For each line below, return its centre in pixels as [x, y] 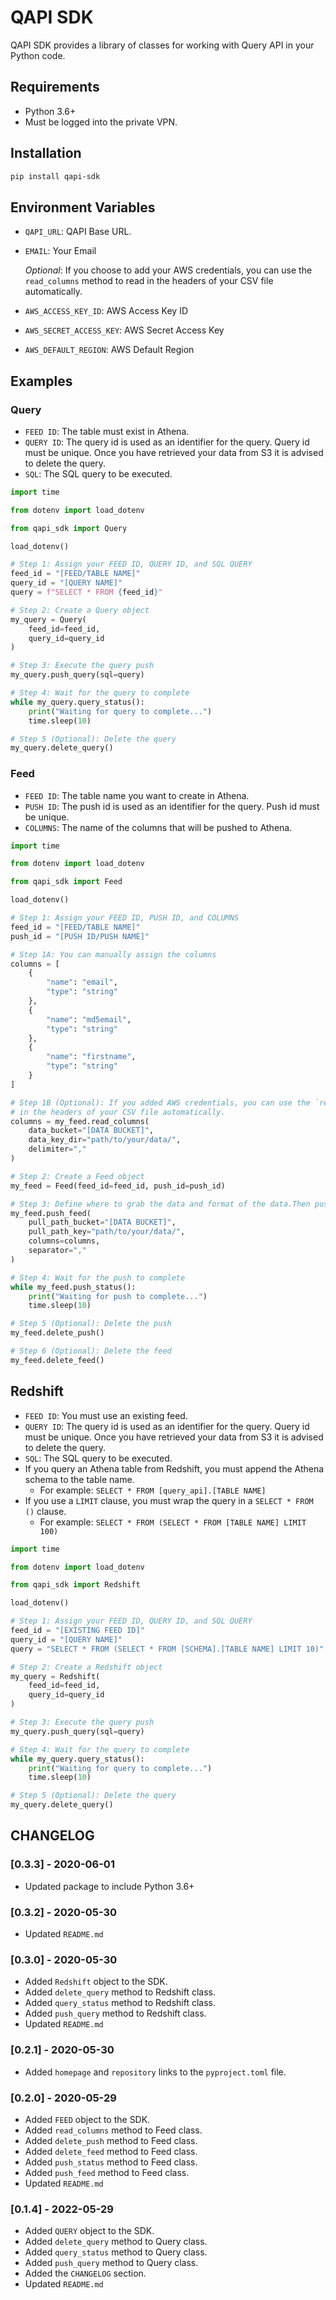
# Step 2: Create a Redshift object [86, 1667]
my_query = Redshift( [55, 1676]
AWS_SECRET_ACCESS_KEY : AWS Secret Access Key [124, 330]
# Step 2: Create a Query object [80, 610]
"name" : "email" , [82, 982]
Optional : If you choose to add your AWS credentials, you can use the [168, 270]
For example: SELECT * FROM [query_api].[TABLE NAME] [153, 1490]
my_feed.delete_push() [57, 1333]
